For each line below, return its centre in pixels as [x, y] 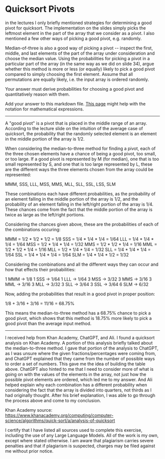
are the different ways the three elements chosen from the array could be [79, 169]
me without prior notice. [29, 451]
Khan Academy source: [29, 410]
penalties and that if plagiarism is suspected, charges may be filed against [80, 446]
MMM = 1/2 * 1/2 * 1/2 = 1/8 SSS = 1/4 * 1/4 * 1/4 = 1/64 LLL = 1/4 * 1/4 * [80, 239]
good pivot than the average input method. [48, 323]
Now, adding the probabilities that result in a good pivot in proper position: [80, 294]
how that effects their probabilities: [41, 269]
